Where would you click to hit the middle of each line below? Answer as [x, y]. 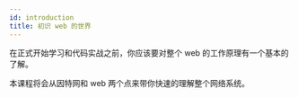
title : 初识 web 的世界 [50, 26]
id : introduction [42, 18]
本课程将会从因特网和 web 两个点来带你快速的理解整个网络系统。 [129, 83]
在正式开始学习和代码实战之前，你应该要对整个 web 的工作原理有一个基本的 [149, 53]
